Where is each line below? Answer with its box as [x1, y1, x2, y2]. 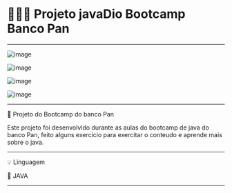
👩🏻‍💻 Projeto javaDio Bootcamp [7, 6, 186, 22]
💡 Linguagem [7, 158, 46, 166]
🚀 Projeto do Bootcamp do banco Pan [7, 110, 115, 118]
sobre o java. [7, 138, 44, 146]
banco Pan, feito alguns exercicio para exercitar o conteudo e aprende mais [7, 130, 223, 139]
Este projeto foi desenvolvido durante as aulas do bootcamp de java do [7, 123, 209, 132]
